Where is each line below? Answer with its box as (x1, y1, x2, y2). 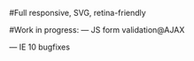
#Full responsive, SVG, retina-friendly (9, 8, 146, 18)
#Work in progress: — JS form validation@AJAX (9, 25, 185, 34)
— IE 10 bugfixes (9, 42, 71, 52)
